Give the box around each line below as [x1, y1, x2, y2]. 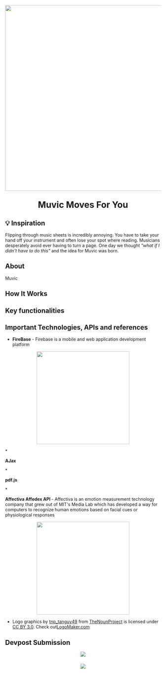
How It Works [5, 289, 48, 298]
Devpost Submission [5, 638, 71, 647]
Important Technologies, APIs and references [5, 323, 148, 332]
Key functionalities [5, 306, 65, 315]
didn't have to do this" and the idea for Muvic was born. [5, 248, 119, 253]
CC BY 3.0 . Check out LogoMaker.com [12, 624, 90, 630]
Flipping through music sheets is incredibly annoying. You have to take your [5, 232, 159, 238]
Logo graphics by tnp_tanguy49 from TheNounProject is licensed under [12, 619, 159, 625]
